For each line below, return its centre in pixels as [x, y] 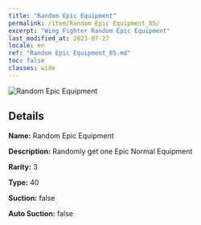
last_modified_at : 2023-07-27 [59, 38]
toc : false [27, 61]
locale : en [27, 46]
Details [26, 116]
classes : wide [32, 68]
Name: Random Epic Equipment [61, 135]
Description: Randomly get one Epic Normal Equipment [100, 151]
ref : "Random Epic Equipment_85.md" [70, 53]
